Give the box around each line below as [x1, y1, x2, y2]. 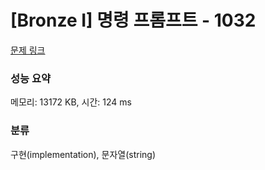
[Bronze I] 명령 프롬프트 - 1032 [10, 9, 257, 32]
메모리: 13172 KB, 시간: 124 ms [10, 96, 132, 108]
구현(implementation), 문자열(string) [10, 148, 157, 160]
